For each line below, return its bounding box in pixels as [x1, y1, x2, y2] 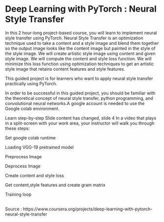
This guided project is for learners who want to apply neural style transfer [5, 75, 153, 81]
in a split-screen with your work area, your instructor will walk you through [5, 120, 155, 126]
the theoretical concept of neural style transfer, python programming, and [5, 95, 153, 101]
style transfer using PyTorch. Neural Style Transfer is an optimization [5, 35, 143, 41]
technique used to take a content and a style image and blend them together [5, 40, 159, 46]
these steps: [5, 125, 30, 131]
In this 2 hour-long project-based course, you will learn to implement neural [5, 30, 157, 36]
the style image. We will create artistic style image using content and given [5, 50, 156, 56]
